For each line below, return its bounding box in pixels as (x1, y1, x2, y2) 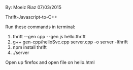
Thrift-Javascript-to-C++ (5, 14, 57, 20)
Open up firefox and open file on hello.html (5, 59, 95, 65)
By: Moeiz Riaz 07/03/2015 (5, 5, 62, 10)
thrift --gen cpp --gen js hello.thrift (12, 34, 86, 39)
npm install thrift (12, 44, 47, 50)
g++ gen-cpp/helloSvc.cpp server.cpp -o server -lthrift (12, 39, 128, 45)
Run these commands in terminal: (5, 24, 75, 30)
